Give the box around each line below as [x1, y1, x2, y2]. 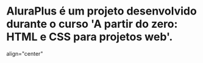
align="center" [6, 50, 43, 57]
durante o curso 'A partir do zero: [6, 17, 178, 31]
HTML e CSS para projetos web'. [6, 30, 173, 44]
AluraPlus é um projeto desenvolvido [6, 4, 197, 18]
